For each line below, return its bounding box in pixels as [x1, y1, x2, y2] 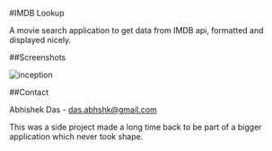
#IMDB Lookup [9, 8, 65, 18]
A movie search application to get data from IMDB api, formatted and [9, 25, 264, 35]
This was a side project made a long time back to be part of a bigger [9, 121, 262, 132]
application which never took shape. [9, 131, 144, 142]
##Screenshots [9, 52, 66, 62]
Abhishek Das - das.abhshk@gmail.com [9, 104, 157, 115]
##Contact [9, 87, 49, 97]
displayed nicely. [9, 35, 72, 45]
